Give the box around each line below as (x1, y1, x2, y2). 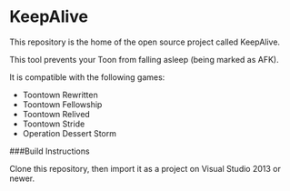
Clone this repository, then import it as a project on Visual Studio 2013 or (9, 163, 282, 174)
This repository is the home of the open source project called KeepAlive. (9, 36, 280, 47)
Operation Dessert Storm (22, 127, 116, 138)
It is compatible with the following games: (9, 71, 165, 83)
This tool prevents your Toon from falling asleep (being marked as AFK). (9, 54, 279, 65)
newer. (9, 173, 35, 184)
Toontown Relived (22, 108, 91, 119)
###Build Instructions (9, 146, 90, 156)
